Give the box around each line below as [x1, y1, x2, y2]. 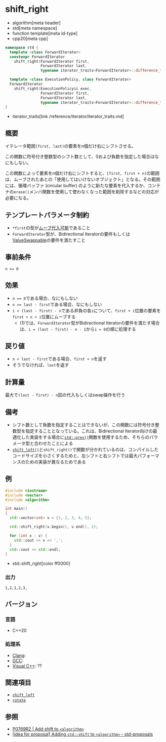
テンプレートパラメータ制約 [5, 211, 89, 219]
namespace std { [5, 45, 39, 50]
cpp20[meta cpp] [12, 36, 48, 41]
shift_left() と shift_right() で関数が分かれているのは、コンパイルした [12, 447, 159, 453]
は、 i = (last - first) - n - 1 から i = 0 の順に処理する [19, 326, 136, 332]
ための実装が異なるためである [25, 459, 86, 465]
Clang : [12, 652, 26, 658]
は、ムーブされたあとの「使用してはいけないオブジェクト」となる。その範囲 [5, 176, 161, 182]
